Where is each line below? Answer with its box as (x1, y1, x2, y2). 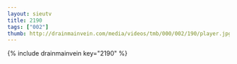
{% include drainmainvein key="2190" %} (7, 49, 128, 58)
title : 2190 (7, 17, 42, 24)
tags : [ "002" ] (7, 23, 49, 30)
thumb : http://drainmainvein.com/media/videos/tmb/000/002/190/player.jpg (7, 30, 232, 37)
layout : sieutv (7, 10, 52, 18)
